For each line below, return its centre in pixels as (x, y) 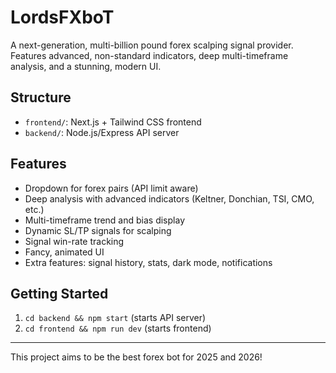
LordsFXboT (62, 17)
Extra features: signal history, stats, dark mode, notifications (148, 262)
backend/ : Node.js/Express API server (102, 132)
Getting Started (59, 293)
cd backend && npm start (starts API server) (115, 318)
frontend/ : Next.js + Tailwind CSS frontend (113, 122)
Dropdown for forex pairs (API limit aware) (111, 188)
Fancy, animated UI (64, 252)
